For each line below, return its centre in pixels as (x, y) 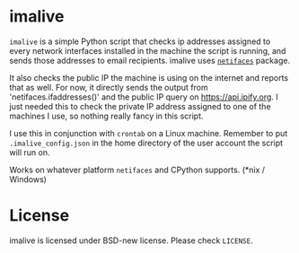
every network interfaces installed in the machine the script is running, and (148, 50)
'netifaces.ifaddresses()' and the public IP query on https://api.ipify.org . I (144, 97)
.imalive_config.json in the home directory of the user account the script (146, 143)
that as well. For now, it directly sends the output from (109, 87)
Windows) (28, 179)
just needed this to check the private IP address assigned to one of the (140, 106)
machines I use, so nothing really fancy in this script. (106, 116)
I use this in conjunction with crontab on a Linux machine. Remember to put (149, 133)
